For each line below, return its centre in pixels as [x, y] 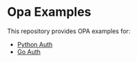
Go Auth [29, 52]
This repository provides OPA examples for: [69, 31]
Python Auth [35, 44]
